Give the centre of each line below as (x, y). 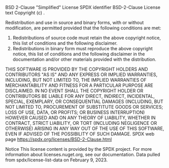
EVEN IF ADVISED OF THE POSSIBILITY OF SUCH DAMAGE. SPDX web (80, 134)
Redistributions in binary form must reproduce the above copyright (82, 48)
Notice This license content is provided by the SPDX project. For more (79, 149)
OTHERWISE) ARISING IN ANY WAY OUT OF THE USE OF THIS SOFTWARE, (85, 128)
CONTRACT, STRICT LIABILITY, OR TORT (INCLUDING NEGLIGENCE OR (81, 123)
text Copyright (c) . (25, 13)
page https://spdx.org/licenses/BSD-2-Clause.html (59, 139)
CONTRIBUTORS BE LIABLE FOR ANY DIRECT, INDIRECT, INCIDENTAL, (80, 96)
